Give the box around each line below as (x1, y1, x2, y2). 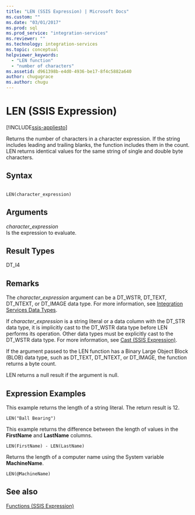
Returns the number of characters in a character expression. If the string (6, 135, 180, 142)
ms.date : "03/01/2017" (6, 19, 61, 25)
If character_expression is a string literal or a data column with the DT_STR (6, 318, 186, 325)
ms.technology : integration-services (6, 42, 98, 47)
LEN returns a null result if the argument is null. (6, 372, 119, 379)
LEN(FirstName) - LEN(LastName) (6, 443, 85, 449)
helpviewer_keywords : (6, 52, 59, 58)
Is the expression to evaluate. (6, 229, 77, 236)
